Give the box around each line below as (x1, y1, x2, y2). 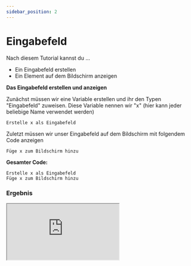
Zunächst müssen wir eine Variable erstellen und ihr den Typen (6, 95, 162, 102)
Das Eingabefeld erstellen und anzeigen (6, 84, 107, 91)
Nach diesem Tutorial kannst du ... (6, 54, 91, 62)
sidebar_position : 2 (6, 8, 58, 15)
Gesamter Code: (6, 158, 48, 166)
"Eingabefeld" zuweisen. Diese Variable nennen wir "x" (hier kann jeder (6, 102, 182, 109)
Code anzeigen (6, 136, 44, 143)
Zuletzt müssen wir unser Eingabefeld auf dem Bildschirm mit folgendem (6, 130, 185, 137)
